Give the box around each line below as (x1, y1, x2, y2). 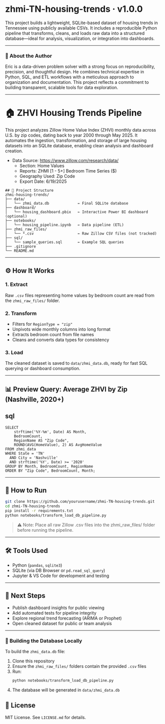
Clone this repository (12, 658, 55, 664)
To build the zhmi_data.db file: (5, 648, 65, 654)
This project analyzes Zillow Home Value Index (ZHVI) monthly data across (5, 127, 156, 133)
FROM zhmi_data (5, 447, 36, 451)
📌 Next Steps (5, 591, 46, 600)
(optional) (5, 214, 27, 219)
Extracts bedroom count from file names (12, 332, 94, 338)
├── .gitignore (5, 244, 36, 249)
